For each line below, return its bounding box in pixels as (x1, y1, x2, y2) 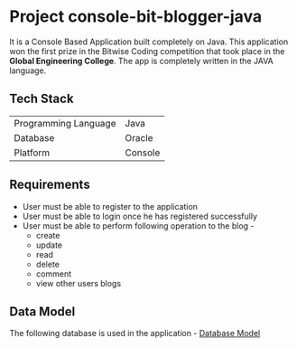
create (35, 230, 60, 240)
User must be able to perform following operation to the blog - (22, 220, 255, 231)
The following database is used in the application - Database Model (9, 328, 261, 339)
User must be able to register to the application (22, 201, 199, 211)
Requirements (9, 177, 90, 192)
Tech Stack (9, 91, 74, 107)
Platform (14, 146, 51, 159)
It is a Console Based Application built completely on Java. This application (9, 36, 289, 47)
